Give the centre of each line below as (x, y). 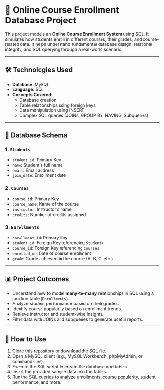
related (12, 44)
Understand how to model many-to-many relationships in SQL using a (83, 293)
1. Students (18, 150)
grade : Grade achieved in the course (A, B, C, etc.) (62, 259)
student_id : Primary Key (37, 160)
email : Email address (33, 170)
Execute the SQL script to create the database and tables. (70, 367)
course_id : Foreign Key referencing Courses (56, 248)
